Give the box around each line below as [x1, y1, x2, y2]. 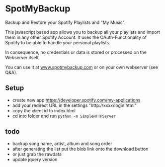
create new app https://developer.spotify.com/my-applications [12, 97, 141, 103]
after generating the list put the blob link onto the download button [12, 146, 149, 152]
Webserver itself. [5, 54, 40, 60]
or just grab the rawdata [12, 151, 62, 157]
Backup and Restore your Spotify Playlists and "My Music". [5, 19, 126, 25]
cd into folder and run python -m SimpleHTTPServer [12, 113, 116, 119]
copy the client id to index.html [12, 107, 76, 113]
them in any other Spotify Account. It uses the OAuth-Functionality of [5, 34, 147, 40]
